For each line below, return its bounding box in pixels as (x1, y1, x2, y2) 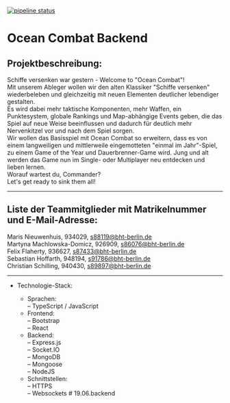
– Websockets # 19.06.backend (27, 389, 115, 397)
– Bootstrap (27, 316, 60, 324)
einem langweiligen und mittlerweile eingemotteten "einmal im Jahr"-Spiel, (7, 141, 218, 149)
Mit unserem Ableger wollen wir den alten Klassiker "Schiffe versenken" (7, 83, 210, 91)
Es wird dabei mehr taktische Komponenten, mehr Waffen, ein (7, 105, 181, 113)
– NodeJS (27, 367, 55, 376)
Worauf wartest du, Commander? (7, 170, 101, 178)
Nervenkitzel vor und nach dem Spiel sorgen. (7, 127, 135, 135)
